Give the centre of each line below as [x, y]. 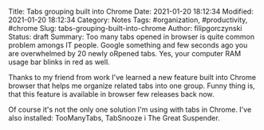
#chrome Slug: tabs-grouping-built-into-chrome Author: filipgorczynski [125, 28]
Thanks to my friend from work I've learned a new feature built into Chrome [132, 77]
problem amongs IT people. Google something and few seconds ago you [128, 45]
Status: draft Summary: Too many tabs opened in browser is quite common [132, 36]
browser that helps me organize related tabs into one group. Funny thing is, [132, 86]
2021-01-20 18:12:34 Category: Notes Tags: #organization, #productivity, [128, 20]
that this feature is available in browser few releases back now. [111, 94]
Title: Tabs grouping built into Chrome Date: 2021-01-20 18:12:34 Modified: [131, 11]
